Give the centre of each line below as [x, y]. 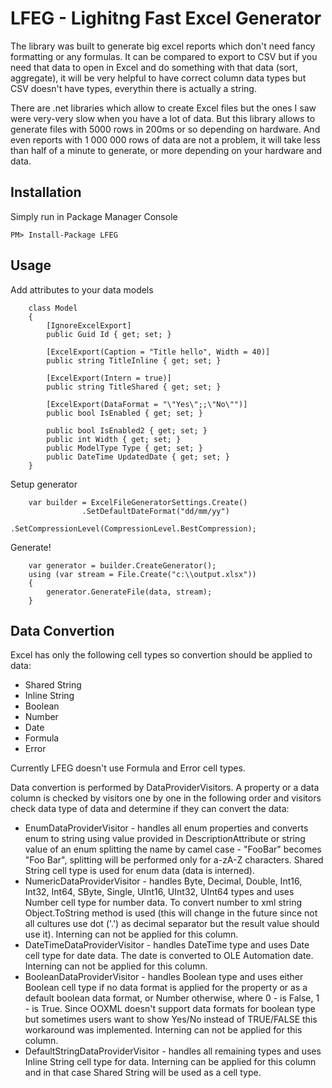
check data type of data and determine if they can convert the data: [150, 809]
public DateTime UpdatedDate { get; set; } [138, 457]
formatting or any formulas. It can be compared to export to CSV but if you [164, 56]
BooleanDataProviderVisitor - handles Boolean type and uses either [164, 977]
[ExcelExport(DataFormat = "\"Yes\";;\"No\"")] [147, 404]
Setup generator [44, 484]
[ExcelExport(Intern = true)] [109, 378]
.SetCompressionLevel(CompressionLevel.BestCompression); [133, 528]
